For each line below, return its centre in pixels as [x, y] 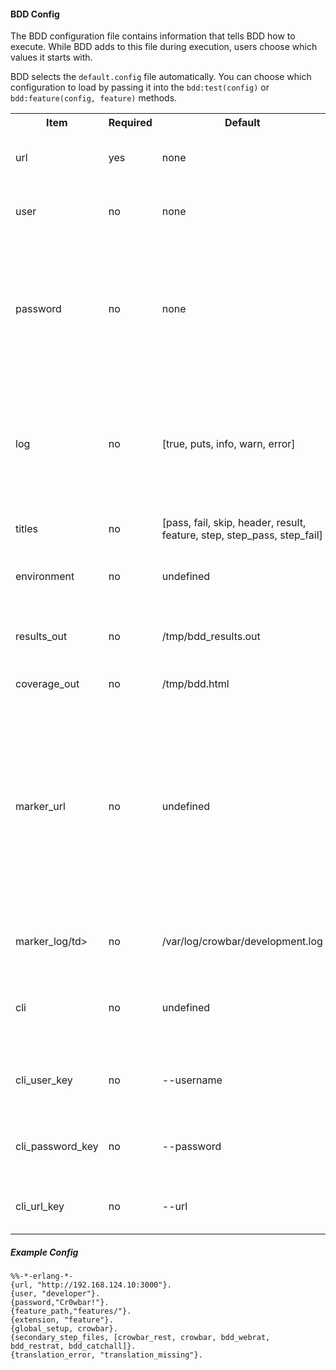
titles [26, 529]
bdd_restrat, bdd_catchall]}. [73, 1346]
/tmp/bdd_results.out [211, 637]
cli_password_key [57, 1147]
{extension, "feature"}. [62, 1320]
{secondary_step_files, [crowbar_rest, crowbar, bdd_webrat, [140, 1338]
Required [130, 123]
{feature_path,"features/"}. [71, 1311]
